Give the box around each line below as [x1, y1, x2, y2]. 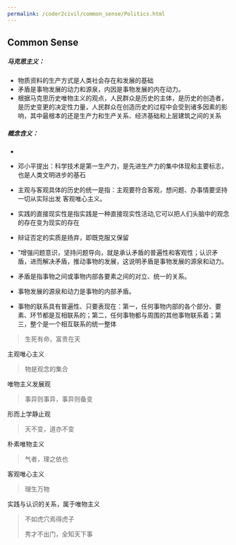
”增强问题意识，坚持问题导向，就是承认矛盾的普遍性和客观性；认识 [17, 248, 212, 256]
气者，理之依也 [24, 455, 68, 463]
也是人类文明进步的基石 [17, 170, 86, 179]
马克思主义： [7, 57, 44, 66]
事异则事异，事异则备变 [24, 395, 93, 403]
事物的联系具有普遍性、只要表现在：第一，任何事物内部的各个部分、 [17, 301, 216, 311]
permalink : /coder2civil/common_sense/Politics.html [7, 10, 166, 18]
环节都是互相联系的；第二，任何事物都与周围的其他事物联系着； [30, 311, 216, 319]
